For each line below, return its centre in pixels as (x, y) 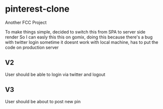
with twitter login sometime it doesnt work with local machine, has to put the (82, 42)
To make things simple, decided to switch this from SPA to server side (75, 32)
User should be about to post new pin (43, 101)
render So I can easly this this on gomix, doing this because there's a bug (79, 37)
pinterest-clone (37, 9)
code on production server (32, 47)
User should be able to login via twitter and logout (55, 74)
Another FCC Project (26, 22)
